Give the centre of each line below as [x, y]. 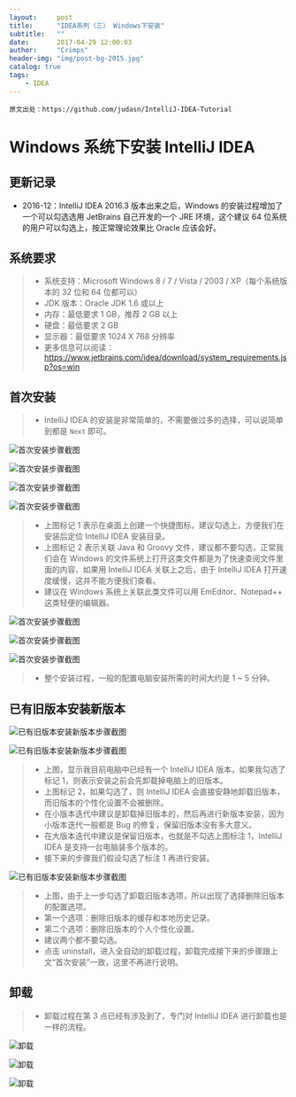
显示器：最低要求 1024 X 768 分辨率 [109, 337]
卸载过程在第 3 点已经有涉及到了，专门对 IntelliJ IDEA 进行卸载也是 [165, 1015]
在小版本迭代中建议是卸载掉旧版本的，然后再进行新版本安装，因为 [164, 814]
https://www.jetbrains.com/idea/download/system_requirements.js [165, 358]
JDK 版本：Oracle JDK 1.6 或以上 [104, 303]
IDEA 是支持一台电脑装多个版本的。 [108, 847]
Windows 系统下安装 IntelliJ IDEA [132, 147]
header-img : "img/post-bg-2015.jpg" [76, 58]
